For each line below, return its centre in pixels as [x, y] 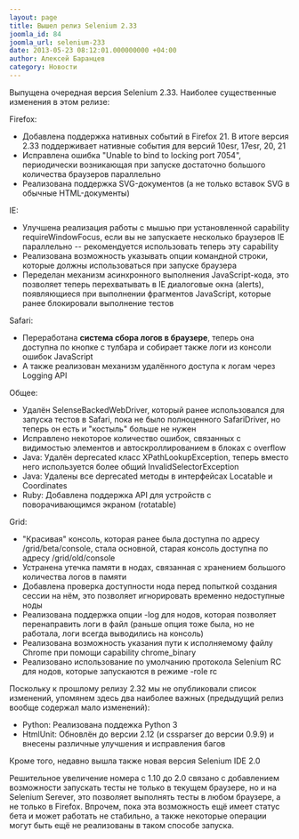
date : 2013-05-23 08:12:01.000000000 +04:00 [93, 51]
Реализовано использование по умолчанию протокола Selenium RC [152, 662]
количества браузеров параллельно [92, 173]
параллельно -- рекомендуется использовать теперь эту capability [150, 246]
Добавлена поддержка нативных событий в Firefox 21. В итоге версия [155, 136]
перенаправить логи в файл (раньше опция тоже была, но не [138, 624]
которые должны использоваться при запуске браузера [129, 265]
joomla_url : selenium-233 [57, 42]
